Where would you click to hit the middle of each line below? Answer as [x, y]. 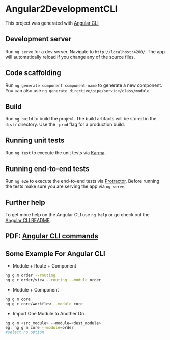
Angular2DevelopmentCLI [62, 9]
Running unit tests [35, 140]
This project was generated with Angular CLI [52, 23]
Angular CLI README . [28, 220]
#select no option [25, 332]
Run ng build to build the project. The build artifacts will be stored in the [81, 119]
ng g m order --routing [31, 275]
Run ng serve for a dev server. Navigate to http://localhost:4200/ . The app [85, 51]
